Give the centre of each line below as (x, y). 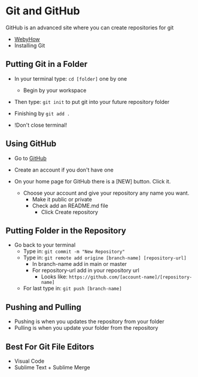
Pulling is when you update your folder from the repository (86, 328)
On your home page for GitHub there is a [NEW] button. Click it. (92, 181)
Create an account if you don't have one (64, 170)
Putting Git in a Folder (47, 64)
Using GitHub (31, 144)
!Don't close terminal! (40, 125)
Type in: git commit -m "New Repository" (74, 252)
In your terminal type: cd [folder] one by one (71, 78)
